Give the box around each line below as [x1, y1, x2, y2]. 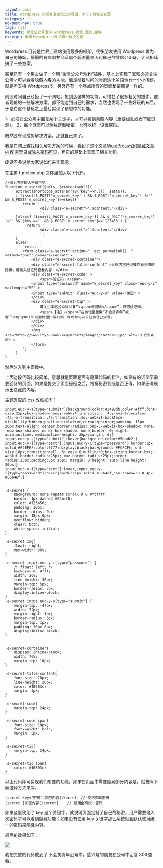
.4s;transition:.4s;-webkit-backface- [46, 415, 125, 420]
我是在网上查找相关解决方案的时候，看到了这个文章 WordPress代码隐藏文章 [5, 142, 155, 149]
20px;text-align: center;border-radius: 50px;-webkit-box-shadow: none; [5, 424, 155, 429]
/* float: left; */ [14, 564, 53, 570]
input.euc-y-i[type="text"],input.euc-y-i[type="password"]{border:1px [5, 441, 153, 446]
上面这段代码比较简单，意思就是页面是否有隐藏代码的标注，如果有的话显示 [5, 374, 154, 380]
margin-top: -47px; [14, 603, 53, 608]
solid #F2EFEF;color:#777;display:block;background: [5, 445, 114, 450]
